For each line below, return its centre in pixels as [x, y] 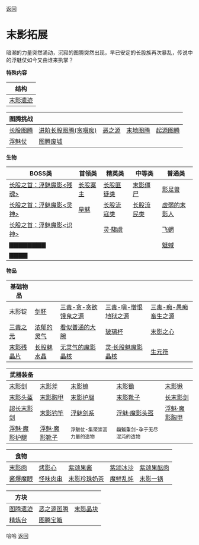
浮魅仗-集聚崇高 [89, 429]
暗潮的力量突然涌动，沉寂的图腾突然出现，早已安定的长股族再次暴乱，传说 [97, 52]
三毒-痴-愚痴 [169, 307]
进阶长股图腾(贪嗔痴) [68, 130]
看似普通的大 [78, 327]
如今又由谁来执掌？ [50, 60]
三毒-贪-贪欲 [79, 307]
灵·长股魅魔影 [124, 347]
